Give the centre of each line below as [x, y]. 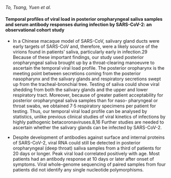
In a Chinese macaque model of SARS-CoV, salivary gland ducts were [86, 41]
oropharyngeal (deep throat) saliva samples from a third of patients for [87, 148]
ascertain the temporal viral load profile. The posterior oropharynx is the [89, 68]
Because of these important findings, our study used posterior [78, 57]
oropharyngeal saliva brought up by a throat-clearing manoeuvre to [83, 63]
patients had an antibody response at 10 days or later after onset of [83, 159]
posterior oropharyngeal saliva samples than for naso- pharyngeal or [85, 101]
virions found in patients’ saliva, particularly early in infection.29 [80, 52]
